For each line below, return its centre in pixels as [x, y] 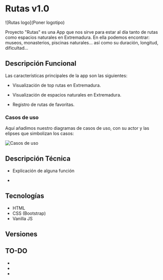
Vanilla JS [22, 218]
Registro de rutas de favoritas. [43, 104]
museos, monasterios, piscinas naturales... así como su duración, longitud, [82, 42]
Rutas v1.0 [27, 9]
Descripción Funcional [41, 63]
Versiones [21, 234]
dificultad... [17, 48]
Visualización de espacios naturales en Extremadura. [67, 94]
